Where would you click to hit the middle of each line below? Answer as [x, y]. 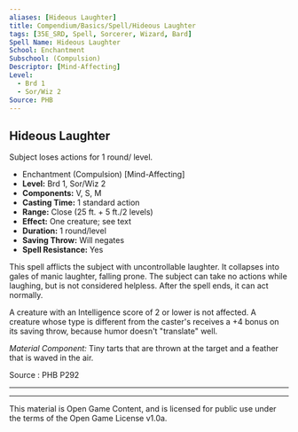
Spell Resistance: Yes [63, 250]
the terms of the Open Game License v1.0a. [88, 419]
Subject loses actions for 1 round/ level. [81, 157]
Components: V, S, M [62, 193]
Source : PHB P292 [44, 375]
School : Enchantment [47, 51]
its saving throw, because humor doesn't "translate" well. [114, 331]
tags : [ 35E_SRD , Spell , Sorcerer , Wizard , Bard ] [101, 34]
